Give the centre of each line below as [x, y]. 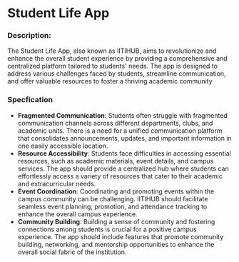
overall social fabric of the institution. [72, 252]
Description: [29, 36]
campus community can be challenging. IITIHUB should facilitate [113, 198]
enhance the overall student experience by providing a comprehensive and [117, 59]
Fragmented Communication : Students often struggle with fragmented [123, 115]
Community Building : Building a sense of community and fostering [116, 221]
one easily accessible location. [63, 146]
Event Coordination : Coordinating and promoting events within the [116, 191]
